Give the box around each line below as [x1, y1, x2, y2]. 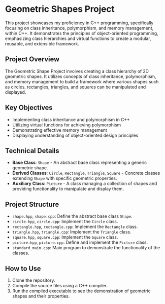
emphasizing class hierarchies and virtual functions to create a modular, [5, 36, 151, 41]
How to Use [5, 264, 41, 272]
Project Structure [5, 200, 59, 208]
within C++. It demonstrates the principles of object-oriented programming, [5, 30, 159, 36]
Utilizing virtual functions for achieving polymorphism [12, 122, 121, 128]
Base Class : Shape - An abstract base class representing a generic [12, 159, 147, 166]
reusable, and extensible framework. [5, 40, 80, 46]
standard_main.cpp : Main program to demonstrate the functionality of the [12, 245, 160, 251]
